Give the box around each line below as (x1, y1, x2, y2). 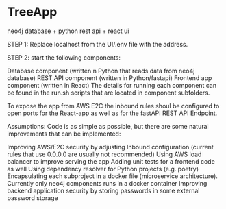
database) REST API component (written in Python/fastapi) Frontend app (7, 73, 212, 82)
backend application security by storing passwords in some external (7, 186, 200, 195)
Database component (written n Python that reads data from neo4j (7, 66, 195, 75)
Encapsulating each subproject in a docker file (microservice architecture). (7, 172, 218, 180)
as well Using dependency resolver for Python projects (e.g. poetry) (7, 164, 199, 173)
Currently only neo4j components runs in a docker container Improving (7, 179, 208, 187)
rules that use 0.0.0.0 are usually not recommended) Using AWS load (7, 150, 202, 158)
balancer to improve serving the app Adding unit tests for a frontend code (7, 157, 216, 165)
